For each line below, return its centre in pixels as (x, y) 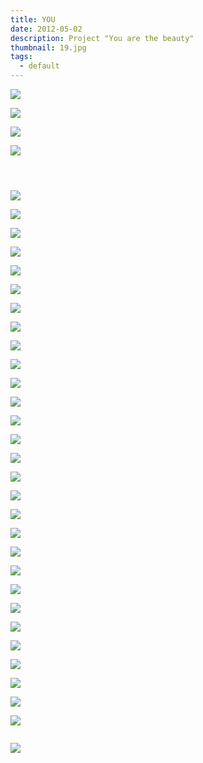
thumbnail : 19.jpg (48, 47)
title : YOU (33, 19)
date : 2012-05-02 (46, 29)
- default (39, 66)
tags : (21, 57)
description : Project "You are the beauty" (102, 38)
